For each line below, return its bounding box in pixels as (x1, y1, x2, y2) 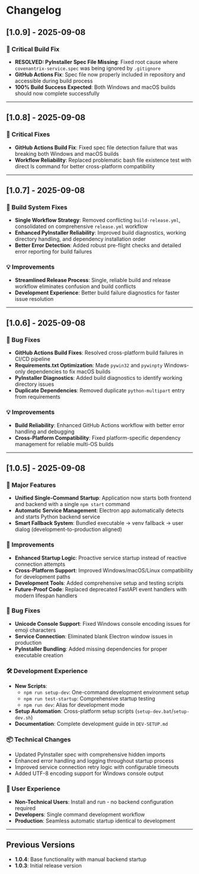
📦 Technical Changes (6, 735, 71, 744)
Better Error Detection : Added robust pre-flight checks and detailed (14, 242, 182, 249)
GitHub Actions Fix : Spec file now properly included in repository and (14, 71, 185, 78)
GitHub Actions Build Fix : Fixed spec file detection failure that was (14, 143, 178, 151)
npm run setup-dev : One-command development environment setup (23, 689, 190, 696)
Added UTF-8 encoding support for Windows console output (14, 770, 164, 777)
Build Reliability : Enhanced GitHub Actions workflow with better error (14, 421, 185, 428)
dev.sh (14, 715, 31, 721)
